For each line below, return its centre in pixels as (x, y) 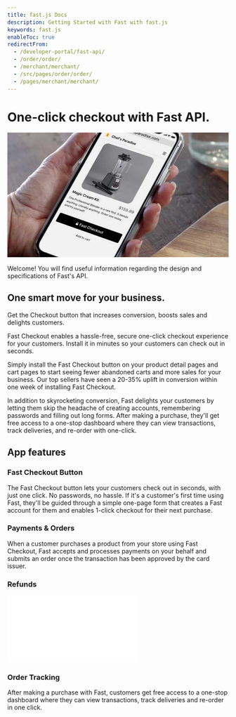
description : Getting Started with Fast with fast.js (88, 22)
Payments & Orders (41, 528)
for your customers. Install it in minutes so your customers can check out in (116, 343)
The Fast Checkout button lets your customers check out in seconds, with (114, 487)
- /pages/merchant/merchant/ (56, 81)
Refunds (22, 584)
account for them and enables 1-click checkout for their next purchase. (110, 510)
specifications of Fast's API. (48, 276)
